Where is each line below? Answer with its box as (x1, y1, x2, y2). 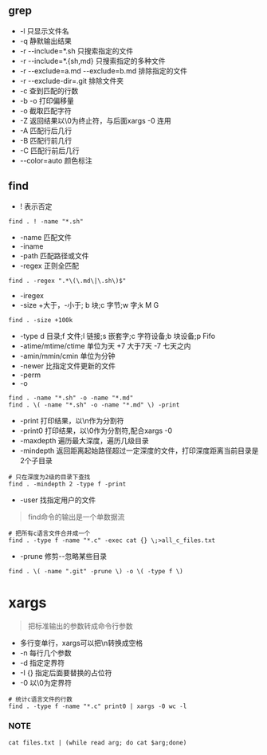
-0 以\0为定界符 (19, 678, 72, 687)
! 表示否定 (19, 201, 53, 211)
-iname (19, 241, 44, 251)
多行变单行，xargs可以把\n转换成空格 (19, 638, 143, 647)
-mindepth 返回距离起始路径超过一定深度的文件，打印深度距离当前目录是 (19, 446, 259, 455)
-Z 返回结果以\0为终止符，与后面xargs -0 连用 (19, 116, 171, 125)
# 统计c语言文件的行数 (8, 695, 73, 703)
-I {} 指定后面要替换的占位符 (19, 667, 112, 678)
